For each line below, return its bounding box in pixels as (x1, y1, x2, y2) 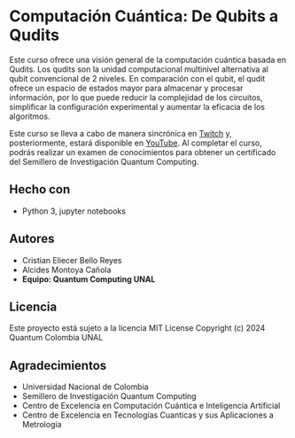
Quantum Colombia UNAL (9, 332, 104, 343)
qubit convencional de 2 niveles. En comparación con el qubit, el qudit (9, 73, 266, 83)
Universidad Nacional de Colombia (21, 381, 149, 392)
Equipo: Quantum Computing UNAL (21, 273, 156, 285)
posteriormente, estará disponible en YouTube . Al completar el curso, (9, 137, 263, 148)
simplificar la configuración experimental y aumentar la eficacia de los (9, 101, 266, 112)
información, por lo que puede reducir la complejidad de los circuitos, (9, 91, 263, 103)
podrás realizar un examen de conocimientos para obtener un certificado (9, 146, 276, 157)
